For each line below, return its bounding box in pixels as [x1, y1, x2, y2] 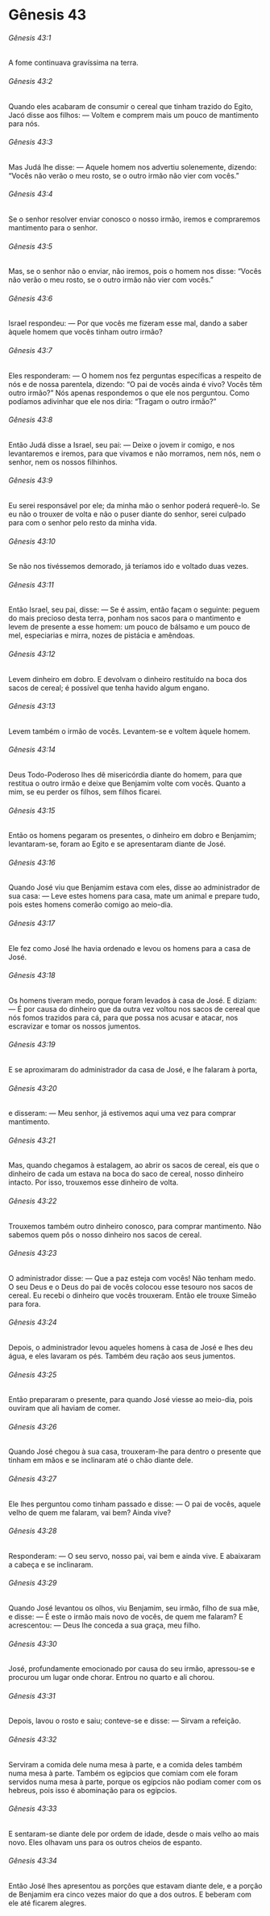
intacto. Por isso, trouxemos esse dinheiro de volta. [8, 1177, 179, 1187]
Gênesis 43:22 [8, 1196, 57, 1206]
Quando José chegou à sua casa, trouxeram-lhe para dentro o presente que [8, 1446, 262, 1456]
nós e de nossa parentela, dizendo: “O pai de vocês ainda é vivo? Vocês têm [8, 379, 263, 389]
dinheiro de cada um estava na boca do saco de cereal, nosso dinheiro [8, 1169, 244, 1179]
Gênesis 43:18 [8, 971, 56, 980]
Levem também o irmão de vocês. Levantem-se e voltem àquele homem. [8, 726, 251, 736]
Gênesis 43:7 [8, 346, 52, 355]
